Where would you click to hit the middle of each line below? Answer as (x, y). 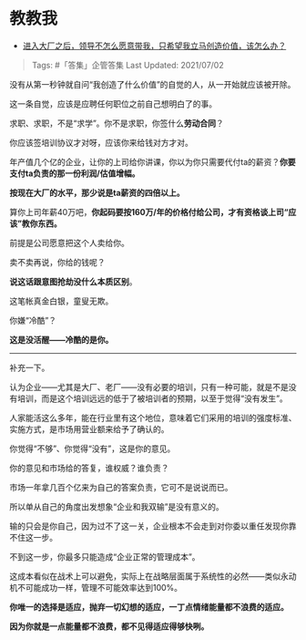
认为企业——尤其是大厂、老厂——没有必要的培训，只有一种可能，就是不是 (149, 387)
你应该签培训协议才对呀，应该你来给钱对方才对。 (101, 142)
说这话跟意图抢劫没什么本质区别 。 (73, 281)
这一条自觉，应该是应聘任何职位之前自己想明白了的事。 (113, 103)
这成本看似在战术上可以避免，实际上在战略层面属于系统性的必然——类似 (145, 576)
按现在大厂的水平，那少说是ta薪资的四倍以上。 (97, 192)
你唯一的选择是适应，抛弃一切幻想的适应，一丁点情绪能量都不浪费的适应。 (149, 606)
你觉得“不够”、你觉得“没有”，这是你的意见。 (92, 449)
